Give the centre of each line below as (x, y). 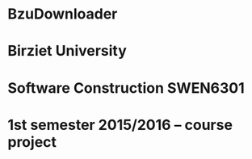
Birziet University (67, 51)
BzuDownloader (63, 14)
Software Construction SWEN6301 (126, 88)
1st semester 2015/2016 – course (120, 125)
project (32, 142)
